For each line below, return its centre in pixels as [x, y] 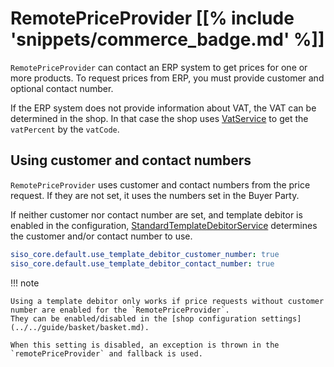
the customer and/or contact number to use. [101, 236]
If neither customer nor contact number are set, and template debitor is [156, 214]
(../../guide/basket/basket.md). [80, 327]
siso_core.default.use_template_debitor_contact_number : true [142, 263]
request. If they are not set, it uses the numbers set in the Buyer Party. [155, 195]
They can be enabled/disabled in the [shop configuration [133, 318]
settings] [281, 318]
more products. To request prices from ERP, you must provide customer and [167, 78]
